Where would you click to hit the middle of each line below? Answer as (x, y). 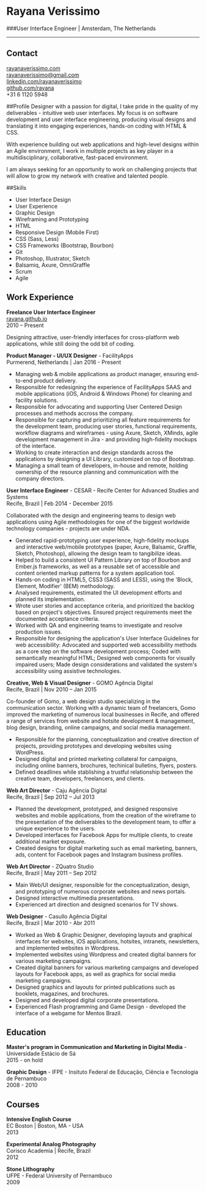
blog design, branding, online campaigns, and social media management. (99, 727)
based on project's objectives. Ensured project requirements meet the (103, 612)
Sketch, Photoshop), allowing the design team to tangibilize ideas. (98, 553)
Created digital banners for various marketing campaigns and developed (107, 967)
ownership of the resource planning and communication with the (97, 472)
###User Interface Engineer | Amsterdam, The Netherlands (81, 28)
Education (26, 1032)
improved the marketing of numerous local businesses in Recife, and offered (103, 714)
